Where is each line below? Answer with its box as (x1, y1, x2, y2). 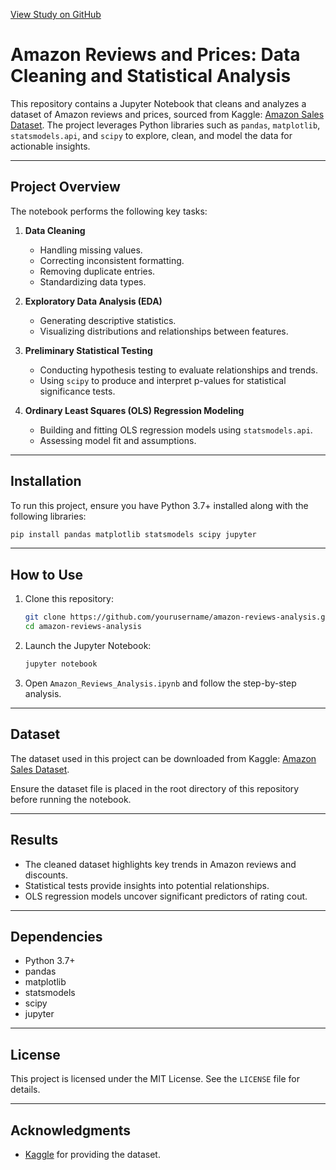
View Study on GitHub (10, 9, 102, 20)
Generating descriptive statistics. (39, 314, 177, 326)
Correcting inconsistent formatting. (39, 254, 185, 266)
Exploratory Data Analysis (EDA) (24, 295, 163, 307)
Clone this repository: (24, 593, 114, 605)
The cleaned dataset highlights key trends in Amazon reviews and (24, 858, 297, 870)
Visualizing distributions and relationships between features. (39, 325, 289, 337)
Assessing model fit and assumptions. (39, 434, 197, 446)
